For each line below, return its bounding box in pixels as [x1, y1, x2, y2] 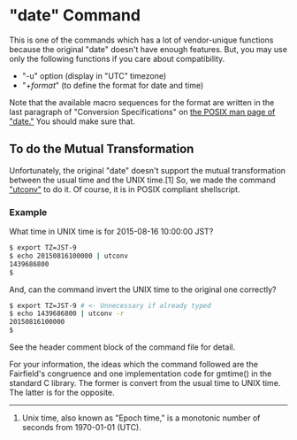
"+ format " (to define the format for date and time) [21, 80, 204, 90]
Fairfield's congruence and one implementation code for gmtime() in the [9, 368, 272, 379]
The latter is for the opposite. [9, 387, 115, 398]
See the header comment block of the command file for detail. [9, 342, 236, 352]
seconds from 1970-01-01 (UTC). [21, 422, 141, 433]
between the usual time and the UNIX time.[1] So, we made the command [9, 174, 276, 185]
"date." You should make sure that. [9, 116, 135, 127]
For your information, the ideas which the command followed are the [9, 359, 259, 370]
